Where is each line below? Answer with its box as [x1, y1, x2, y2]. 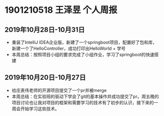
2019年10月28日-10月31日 [4, 25, 85, 34]
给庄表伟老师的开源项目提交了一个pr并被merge [11, 87, 107, 93]
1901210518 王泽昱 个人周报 [4, 4, 117, 16]
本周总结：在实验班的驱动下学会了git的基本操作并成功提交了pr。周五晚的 [11, 93, 159, 99]
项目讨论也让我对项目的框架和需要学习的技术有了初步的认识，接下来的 [11, 99, 154, 105]
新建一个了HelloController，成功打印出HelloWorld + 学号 [11, 46, 126, 51]
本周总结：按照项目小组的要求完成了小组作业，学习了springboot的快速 [11, 52, 155, 57]
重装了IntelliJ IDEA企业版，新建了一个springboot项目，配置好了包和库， [11, 40, 158, 45]
